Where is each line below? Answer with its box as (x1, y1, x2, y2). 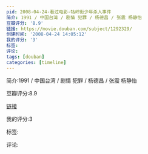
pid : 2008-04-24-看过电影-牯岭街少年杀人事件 (6, 8, 112, 15)
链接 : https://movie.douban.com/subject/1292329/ (6, 25, 132, 32)
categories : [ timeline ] (6, 59, 67, 65)
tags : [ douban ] (6, 54, 45, 60)
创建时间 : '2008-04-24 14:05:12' (6, 31, 87, 37)
